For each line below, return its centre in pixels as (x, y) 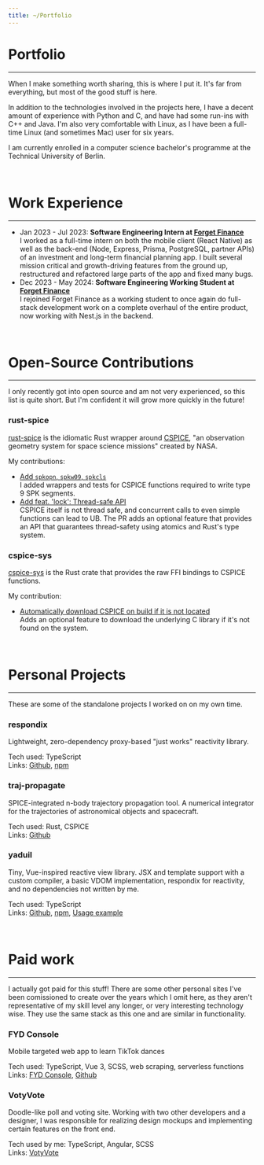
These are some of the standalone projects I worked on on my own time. (125, 704)
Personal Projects (67, 675)
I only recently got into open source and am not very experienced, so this (127, 392)
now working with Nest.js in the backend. (86, 315)
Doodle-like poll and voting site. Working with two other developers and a (127, 1112)
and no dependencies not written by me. (74, 889)
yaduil (20, 855)
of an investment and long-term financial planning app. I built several (131, 257)
